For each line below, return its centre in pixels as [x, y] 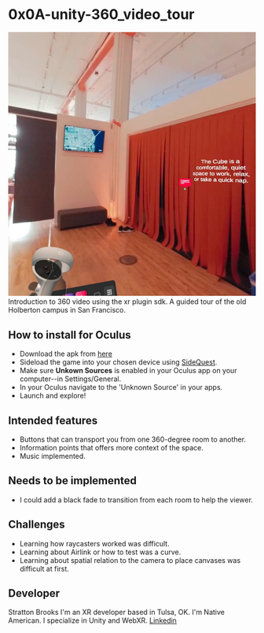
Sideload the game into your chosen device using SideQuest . [118, 362]
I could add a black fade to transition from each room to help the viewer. [136, 500]
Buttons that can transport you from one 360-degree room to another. [132, 439]
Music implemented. [53, 456]
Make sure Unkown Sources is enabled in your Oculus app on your [128, 371]
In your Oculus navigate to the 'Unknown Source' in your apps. [121, 387]
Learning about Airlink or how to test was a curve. [100, 552]
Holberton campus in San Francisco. [67, 310]
